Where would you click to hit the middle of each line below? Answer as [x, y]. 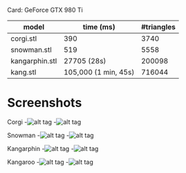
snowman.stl [31, 50]
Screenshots [45, 103]
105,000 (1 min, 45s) [99, 72]
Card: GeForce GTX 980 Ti [45, 10]
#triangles [158, 27]
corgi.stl [24, 39]
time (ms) [99, 27]
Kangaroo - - [38, 162]
